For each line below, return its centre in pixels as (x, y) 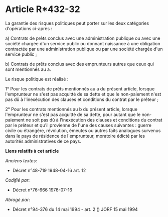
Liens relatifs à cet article (32, 151)
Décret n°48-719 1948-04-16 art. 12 (49, 170)
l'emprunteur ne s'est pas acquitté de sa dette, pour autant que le (73, 115)
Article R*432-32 (43, 9)
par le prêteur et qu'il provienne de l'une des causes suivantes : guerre (78, 125)
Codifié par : (18, 180)
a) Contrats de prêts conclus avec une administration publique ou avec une (83, 38)
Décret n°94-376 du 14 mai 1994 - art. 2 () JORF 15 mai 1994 (75, 209)
